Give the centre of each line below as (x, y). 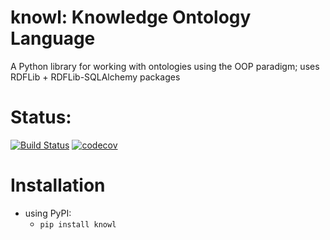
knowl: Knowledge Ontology (131, 17)
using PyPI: (48, 213)
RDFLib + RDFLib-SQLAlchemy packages (95, 77)
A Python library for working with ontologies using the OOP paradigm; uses (165, 66)
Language (53, 38)
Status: (41, 117)
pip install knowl (78, 224)
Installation (58, 185)
